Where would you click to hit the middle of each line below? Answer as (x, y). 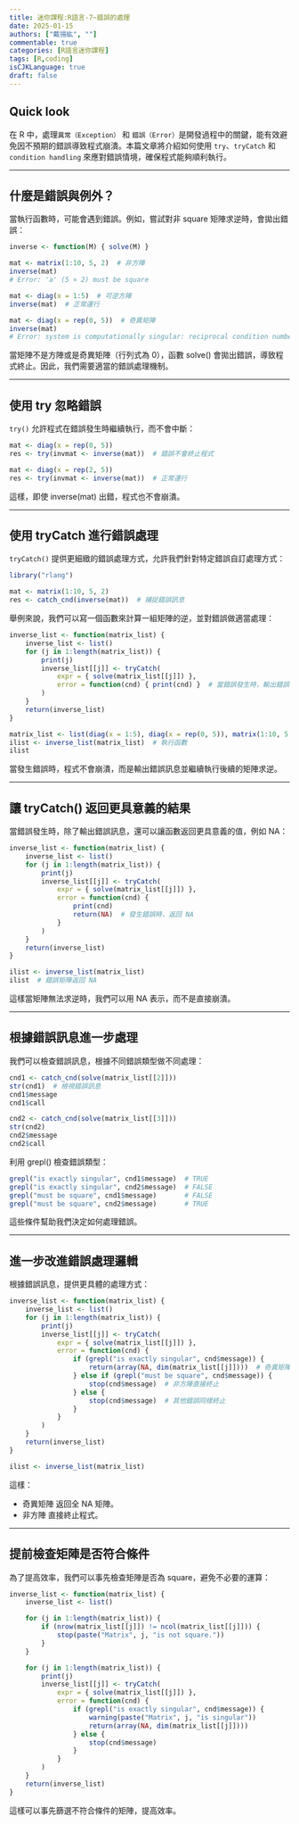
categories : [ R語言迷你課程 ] (59, 51)
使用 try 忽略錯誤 (56, 406)
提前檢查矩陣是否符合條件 (79, 1554)
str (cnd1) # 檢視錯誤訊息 (55, 1086)
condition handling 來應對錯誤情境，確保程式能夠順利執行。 (120, 156)
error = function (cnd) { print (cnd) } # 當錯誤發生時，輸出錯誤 (173, 685)
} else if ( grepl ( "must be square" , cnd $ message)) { (173, 1376)
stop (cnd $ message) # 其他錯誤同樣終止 (157, 1401)
